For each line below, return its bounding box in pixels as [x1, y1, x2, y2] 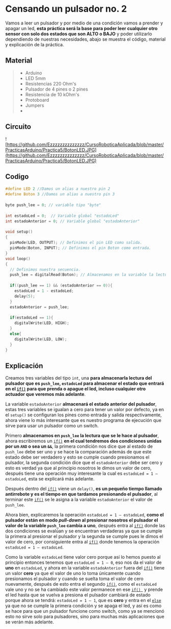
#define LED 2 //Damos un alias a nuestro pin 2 [5, 186, 110, 191]
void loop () [5, 256, 31, 261]
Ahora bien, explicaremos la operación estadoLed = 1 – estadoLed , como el [5, 512, 164, 518]
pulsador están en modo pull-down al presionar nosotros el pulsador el [5, 517, 158, 523]
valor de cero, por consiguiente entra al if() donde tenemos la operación [5, 539, 160, 545]
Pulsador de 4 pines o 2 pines [25, 86, 88, 92]
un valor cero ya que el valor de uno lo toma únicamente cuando [5, 570, 141, 577]
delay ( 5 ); [14, 294, 36, 299]
